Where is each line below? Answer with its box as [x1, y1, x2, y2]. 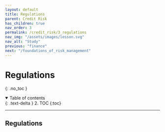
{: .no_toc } [5, 85, 27, 91]
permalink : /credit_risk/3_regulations [5, 30, 87, 35]
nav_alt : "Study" [5, 39, 41, 44]
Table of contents [9, 95, 45, 101]
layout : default [5, 7, 38, 12]
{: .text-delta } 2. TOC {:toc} [5, 100, 61, 106]
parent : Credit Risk [5, 16, 48, 21]
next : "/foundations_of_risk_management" [5, 48, 91, 53]
